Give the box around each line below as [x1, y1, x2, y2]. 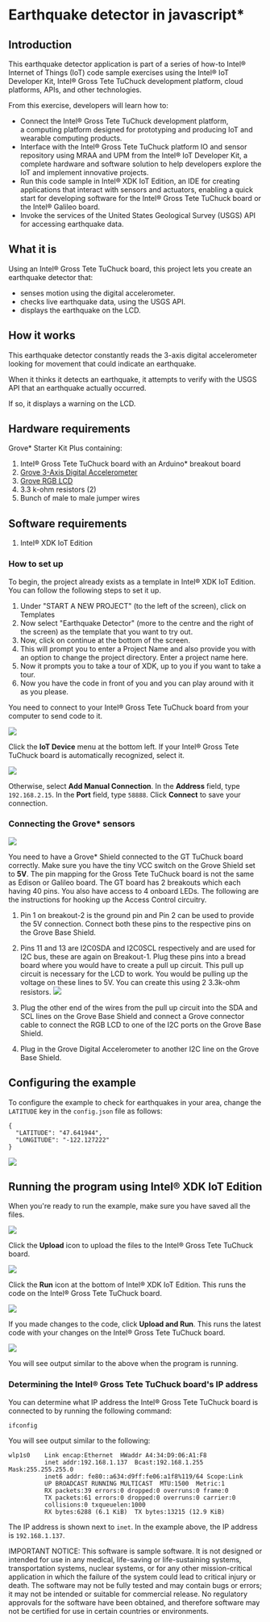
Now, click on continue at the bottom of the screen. [19, 635, 191, 645]
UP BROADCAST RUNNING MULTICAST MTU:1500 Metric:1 [44, 1479, 226, 1487]
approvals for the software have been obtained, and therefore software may [8, 1597, 260, 1607]
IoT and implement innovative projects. [19, 168, 149, 177]
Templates [19, 610, 55, 619]
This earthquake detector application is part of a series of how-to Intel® [8, 59, 246, 69]
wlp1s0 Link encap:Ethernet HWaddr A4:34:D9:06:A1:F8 [8, 1451, 207, 1459]
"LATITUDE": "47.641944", [15, 1129, 103, 1137]
